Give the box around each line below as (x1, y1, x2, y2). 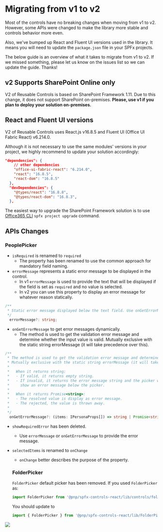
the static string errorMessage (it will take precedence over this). (19, 341, 149, 347)
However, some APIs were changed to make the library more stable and (5, 24, 148, 30)
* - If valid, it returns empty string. (7, 374, 95, 378)
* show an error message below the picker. (7, 383, 105, 388)
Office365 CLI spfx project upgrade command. (5, 213, 100, 219)
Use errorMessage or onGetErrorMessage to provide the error (19, 433, 138, 438)
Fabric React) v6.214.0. (5, 134, 51, 140)
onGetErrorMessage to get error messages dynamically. (12, 326, 121, 332)
